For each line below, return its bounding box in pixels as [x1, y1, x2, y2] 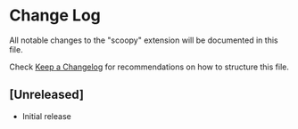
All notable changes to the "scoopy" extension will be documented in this [9, 35, 278, 45]
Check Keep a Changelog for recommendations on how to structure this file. [9, 61, 290, 72]
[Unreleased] [9, 87, 85, 102]
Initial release [21, 110, 71, 121]
